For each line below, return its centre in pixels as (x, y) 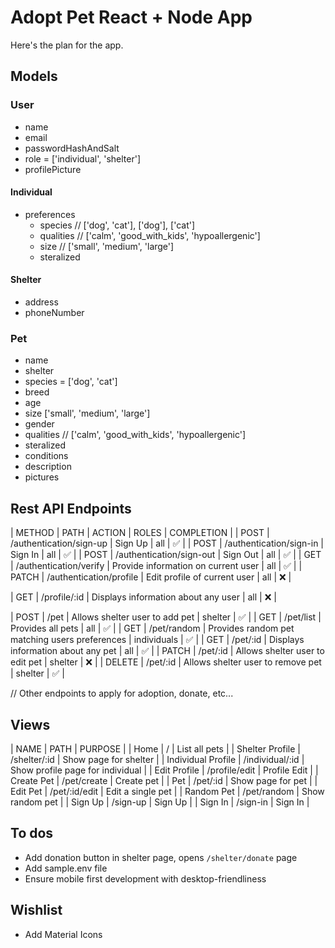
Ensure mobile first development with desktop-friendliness (145, 878)
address (41, 302)
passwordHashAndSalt (72, 148)
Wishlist (36, 910)
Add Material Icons (63, 934)
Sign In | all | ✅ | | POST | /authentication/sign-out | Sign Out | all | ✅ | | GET (166, 555)
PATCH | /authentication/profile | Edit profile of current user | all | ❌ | (151, 577)
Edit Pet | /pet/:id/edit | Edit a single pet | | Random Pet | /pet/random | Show (167, 791)
